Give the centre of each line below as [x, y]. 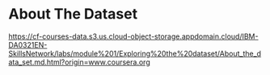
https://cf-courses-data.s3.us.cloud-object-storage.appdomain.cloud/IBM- [133, 36]
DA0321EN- [28, 44]
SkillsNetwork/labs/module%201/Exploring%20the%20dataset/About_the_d [135, 53]
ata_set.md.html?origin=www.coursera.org [80, 62]
